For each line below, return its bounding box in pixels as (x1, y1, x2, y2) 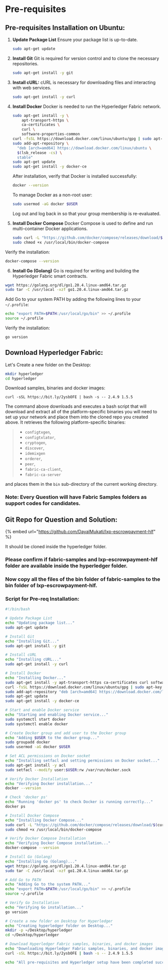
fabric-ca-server (24, 472, 61, 478)
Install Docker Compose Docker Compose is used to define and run (12, 220, 153, 226)
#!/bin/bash (5, 607, 30, 612)
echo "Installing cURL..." (5, 657, 61, 662)
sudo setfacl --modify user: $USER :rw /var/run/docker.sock (5, 767, 131, 773)
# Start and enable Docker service (5, 708, 79, 713)
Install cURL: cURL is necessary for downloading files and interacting (12, 79, 156, 85)
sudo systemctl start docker (5, 717, 66, 722)
